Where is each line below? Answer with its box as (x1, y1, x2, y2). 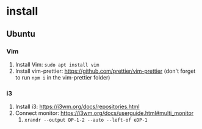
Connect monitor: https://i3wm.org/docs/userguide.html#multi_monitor (15, 109, 194, 117)
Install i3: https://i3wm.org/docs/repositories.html (15, 103, 140, 111)
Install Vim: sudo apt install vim (15, 61, 99, 68)
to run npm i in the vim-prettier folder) (15, 73, 110, 81)
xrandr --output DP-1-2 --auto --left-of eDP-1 (24, 117, 148, 123)
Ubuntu (6, 29, 35, 39)
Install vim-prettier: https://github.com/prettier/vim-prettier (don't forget (15, 67, 196, 75)
